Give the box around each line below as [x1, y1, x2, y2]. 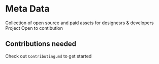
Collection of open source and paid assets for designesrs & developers [5, 20, 154, 26]
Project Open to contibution [5, 25, 63, 31]
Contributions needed [5, 40, 76, 48]
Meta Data [5, 3, 50, 15]
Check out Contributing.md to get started [5, 53, 92, 59]
